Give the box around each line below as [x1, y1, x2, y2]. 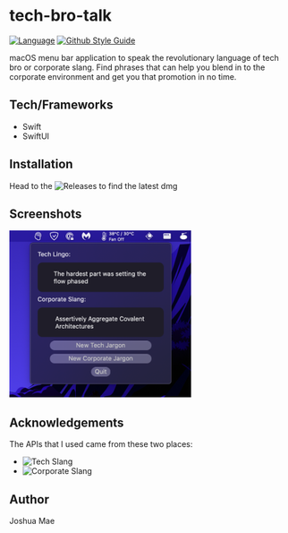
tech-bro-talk [9, 5, 112, 26]
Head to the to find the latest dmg [9, 180, 178, 191]
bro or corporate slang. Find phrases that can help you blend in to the [9, 62, 266, 73]
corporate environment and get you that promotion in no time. [9, 71, 237, 82]
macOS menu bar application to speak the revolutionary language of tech [9, 52, 279, 63]
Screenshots [9, 206, 82, 221]
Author [9, 492, 49, 507]
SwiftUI [21, 131, 50, 142]
